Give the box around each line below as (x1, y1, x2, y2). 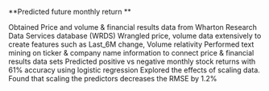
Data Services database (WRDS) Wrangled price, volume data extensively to (8, 31, 262, 40)
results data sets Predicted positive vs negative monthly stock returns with (8, 56, 256, 66)
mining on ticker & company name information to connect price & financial (8, 48, 255, 57)
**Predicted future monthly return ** (8, 7, 131, 16)
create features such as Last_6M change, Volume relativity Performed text (8, 39, 255, 49)
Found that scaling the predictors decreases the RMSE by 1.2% (8, 74, 217, 83)
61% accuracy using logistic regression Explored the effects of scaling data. (8, 65, 260, 75)
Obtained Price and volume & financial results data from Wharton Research (8, 23, 258, 31)
